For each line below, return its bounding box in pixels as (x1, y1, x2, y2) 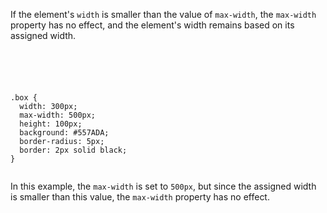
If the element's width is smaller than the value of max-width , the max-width (10, 9, 317, 20)
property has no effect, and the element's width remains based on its (10, 19, 295, 31)
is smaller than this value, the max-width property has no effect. (10, 191, 270, 203)
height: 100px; (19, 119, 83, 129)
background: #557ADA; (19, 128, 110, 138)
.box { (10, 93, 38, 103)
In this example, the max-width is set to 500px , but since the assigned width (10, 180, 317, 192)
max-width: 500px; (19, 110, 97, 120)
